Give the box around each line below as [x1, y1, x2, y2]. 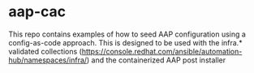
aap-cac [8, 2, 67, 21]
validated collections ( [8, 46, 83, 56]
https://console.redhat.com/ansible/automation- [81, 46, 243, 56]
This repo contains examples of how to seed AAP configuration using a [8, 29, 246, 39]
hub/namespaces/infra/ [8, 55, 88, 65]
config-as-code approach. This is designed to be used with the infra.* [8, 37, 243, 47]
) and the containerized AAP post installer [86, 55, 226, 65]
